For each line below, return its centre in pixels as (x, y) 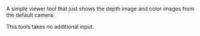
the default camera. (31, 15)
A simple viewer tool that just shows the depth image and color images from (100, 9)
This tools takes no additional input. (50, 27)
